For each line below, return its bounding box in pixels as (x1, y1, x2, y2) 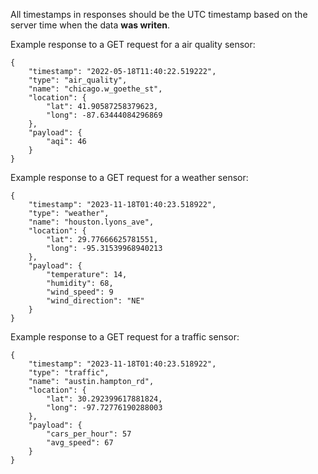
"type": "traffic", (28, 368, 110, 378)
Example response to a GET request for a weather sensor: (10, 172, 249, 183)
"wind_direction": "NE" (46, 296, 145, 306)
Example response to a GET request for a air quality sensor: (10, 39, 256, 50)
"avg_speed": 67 (46, 438, 114, 448)
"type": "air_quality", (28, 75, 128, 85)
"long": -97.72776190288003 (46, 403, 163, 413)
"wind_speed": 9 (46, 287, 114, 297)
